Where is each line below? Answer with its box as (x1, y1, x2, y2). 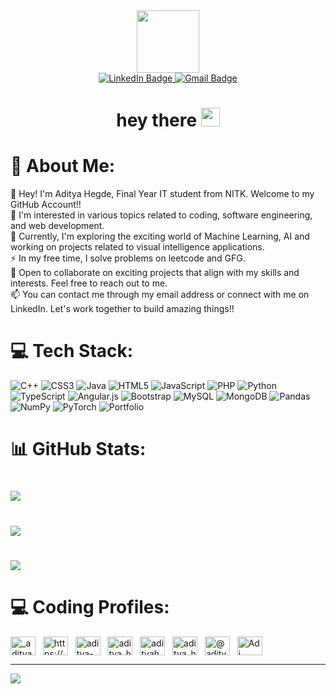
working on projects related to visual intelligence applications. (10, 241, 265, 253)
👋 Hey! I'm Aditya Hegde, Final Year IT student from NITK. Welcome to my (10, 188, 315, 200)
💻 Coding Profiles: (10, 596, 170, 618)
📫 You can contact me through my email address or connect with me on (10, 289, 310, 301)
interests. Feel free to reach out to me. (10, 277, 168, 289)
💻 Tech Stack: (10, 340, 134, 363)
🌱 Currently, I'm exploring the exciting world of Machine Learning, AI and (10, 230, 310, 243)
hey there (116, 109, 198, 132)
